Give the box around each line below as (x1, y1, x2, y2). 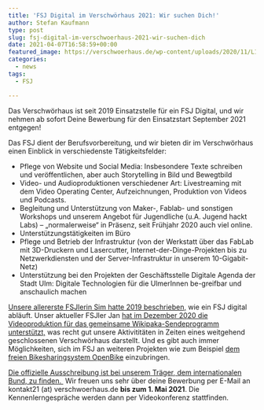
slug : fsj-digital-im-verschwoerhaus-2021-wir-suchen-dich (8, 33, 206, 42)
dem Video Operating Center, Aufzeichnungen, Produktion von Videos (19, 187, 247, 196)
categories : (8, 56, 47, 64)
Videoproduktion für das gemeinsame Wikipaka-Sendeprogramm (8, 319, 220, 328)
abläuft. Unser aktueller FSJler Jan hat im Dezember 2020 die (8, 310, 208, 320)
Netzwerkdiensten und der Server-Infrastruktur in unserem (19, 253, 211, 263)
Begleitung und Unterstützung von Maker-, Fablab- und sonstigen (19, 203, 233, 212)
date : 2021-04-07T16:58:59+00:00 (8, 41, 118, 49)
